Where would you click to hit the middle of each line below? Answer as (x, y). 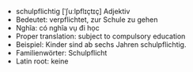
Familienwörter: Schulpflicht (61, 53)
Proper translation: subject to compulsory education (100, 36)
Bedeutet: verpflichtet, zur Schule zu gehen (87, 20)
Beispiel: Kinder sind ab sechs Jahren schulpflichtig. (101, 45)
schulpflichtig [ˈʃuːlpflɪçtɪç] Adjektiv (73, 11)
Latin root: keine (42, 61)
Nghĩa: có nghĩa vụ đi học (58, 28)
